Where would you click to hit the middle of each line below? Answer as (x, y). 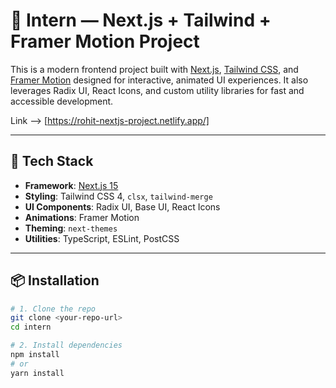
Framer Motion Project (105, 41)
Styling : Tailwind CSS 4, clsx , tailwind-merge (118, 196)
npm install (35, 355)
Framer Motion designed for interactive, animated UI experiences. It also (159, 80)
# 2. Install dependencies (66, 345)
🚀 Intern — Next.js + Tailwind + (141, 20)
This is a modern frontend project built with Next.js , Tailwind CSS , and (154, 69)
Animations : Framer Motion (82, 217)
